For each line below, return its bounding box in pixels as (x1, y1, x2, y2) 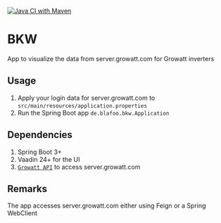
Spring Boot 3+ (17, 148, 62, 156)
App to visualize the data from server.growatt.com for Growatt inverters (7, 54, 215, 63)
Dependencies (7, 129, 72, 141)
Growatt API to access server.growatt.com (17, 163, 141, 171)
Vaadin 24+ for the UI (17, 155, 80, 163)
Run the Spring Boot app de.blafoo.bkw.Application (17, 108, 170, 117)
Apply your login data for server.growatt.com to (17, 94, 156, 102)
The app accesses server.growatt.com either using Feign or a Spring (7, 201, 206, 210)
